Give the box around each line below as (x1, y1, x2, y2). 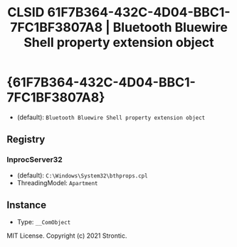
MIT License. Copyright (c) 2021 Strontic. (6, 231, 127, 240)
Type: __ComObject (16, 218, 71, 226)
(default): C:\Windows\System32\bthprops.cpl (16, 171, 148, 180)
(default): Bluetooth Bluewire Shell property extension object (16, 113, 206, 121)
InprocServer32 (6, 155, 63, 165)
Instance (6, 199, 47, 212)
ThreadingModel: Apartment (16, 178, 98, 187)
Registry (6, 133, 46, 146)
